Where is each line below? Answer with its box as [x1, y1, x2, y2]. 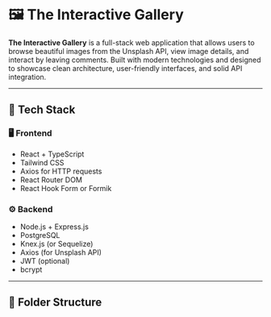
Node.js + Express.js [19, 222, 89, 231]
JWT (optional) [19, 256, 70, 265]
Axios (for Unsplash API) [19, 247, 102, 257]
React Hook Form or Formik [19, 183, 112, 193]
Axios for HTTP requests [19, 166, 102, 176]
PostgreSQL [19, 230, 60, 240]
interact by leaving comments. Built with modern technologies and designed [8, 55, 261, 65]
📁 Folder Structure [8, 295, 102, 310]
